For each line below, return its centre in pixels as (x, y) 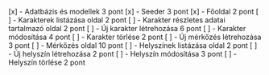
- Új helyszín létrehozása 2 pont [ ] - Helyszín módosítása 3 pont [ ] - (123, 54)
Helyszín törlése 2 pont (47, 62)
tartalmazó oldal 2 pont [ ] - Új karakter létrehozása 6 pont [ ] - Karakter (127, 28)
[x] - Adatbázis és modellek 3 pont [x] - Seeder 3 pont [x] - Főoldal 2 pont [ (134, 12)
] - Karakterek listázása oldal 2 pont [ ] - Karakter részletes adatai (117, 20)
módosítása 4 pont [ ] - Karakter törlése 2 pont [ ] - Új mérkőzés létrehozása (135, 37)
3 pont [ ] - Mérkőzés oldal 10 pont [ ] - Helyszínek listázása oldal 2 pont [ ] (133, 45)
